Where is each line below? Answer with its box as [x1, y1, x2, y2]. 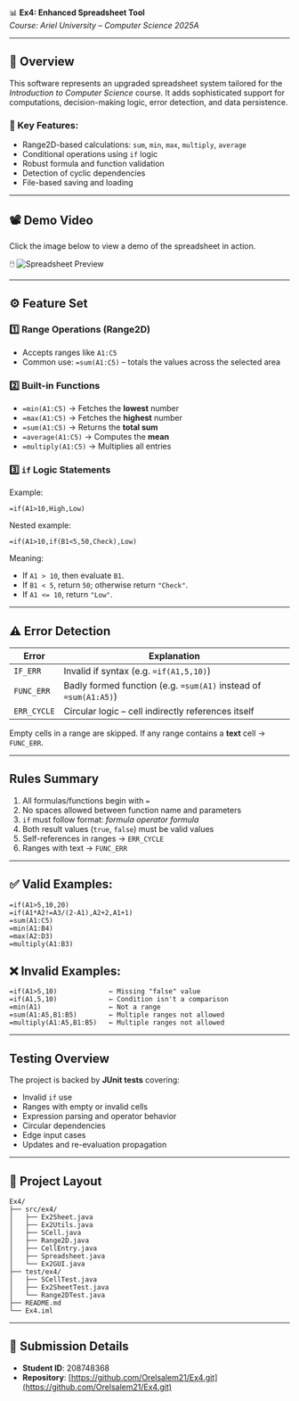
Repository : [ [21, 1372, 72, 1382]
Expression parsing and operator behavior [21, 1111, 177, 1122]
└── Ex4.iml [9, 1306, 53, 1315]
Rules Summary [9, 771, 100, 787]
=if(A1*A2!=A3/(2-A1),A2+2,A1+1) [9, 908, 133, 917]
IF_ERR [13, 666, 42, 676]
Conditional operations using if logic [21, 149, 158, 160]
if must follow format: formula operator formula [21, 814, 199, 825]
